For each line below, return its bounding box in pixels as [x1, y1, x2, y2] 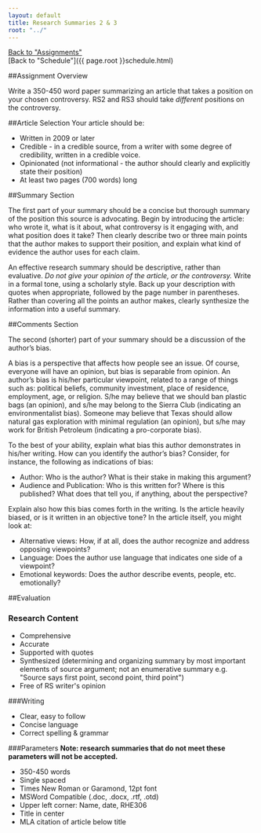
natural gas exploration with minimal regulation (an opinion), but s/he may [8, 417, 245, 427]
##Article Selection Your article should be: [8, 119, 145, 128]
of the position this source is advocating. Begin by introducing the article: [8, 214, 245, 224]
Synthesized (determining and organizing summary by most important [19, 655, 246, 665]
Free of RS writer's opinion [19, 681, 106, 690]
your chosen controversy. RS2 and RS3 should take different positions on [8, 95, 245, 105]
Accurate [19, 639, 49, 648]
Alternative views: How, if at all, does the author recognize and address [19, 536, 250, 546]
